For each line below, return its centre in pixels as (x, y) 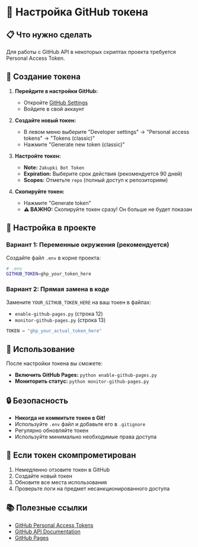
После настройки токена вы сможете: (54, 363)
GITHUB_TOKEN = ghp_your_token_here (49, 274)
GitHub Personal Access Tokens (54, 525)
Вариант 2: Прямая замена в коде (58, 289)
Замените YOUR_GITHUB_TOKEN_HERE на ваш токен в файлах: (79, 302)
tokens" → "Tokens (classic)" (59, 138)
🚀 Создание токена (44, 77)
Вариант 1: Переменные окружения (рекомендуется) (88, 245)
